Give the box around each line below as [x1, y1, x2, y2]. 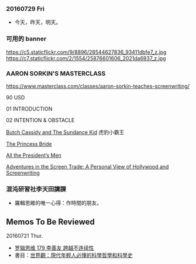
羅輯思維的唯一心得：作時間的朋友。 [14, 200, 102, 207]
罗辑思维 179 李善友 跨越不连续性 [14, 245, 94, 251]
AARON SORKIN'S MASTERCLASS [6, 69, 106, 77]
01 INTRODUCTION [6, 105, 53, 112]
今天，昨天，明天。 [14, 19, 61, 26]
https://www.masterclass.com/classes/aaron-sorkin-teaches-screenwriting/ [6, 83, 190, 90]
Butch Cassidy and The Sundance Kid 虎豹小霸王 [6, 128, 125, 136]
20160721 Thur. [6, 232, 43, 239]
